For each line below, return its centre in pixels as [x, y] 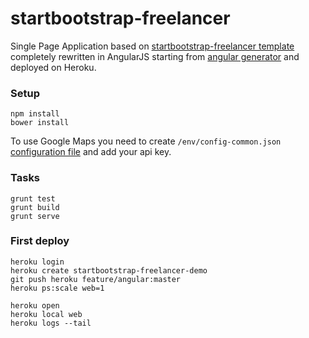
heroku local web [46, 314]
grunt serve [35, 216]
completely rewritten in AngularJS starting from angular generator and [155, 56]
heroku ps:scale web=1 [57, 288]
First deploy [40, 241]
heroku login [37, 262]
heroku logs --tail [51, 323]
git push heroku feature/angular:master [96, 279]
